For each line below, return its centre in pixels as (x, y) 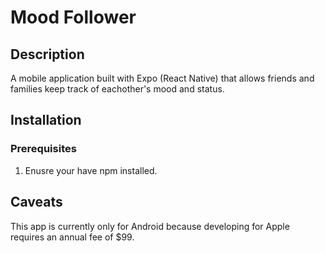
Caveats (36, 202)
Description (47, 54)
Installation (46, 120)
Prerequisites (43, 149)
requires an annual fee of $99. (72, 237)
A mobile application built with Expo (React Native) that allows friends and (162, 78)
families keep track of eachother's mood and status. (117, 89)
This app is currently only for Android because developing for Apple (150, 226)
